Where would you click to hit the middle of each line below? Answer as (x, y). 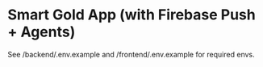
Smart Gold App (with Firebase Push (131, 15)
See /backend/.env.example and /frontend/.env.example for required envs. (131, 54)
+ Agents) (42, 32)
